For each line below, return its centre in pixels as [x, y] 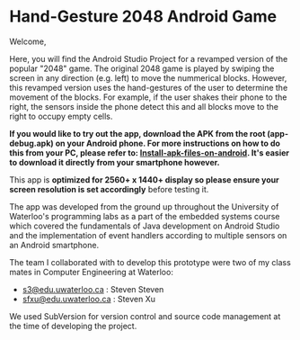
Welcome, [28, 41]
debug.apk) [31, 143]
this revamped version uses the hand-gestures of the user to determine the [149, 87]
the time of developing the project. [73, 326]
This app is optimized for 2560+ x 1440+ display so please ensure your [145, 179]
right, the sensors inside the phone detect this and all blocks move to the [144, 106]
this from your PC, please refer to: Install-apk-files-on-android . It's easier [150, 152]
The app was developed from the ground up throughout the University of [144, 206]
